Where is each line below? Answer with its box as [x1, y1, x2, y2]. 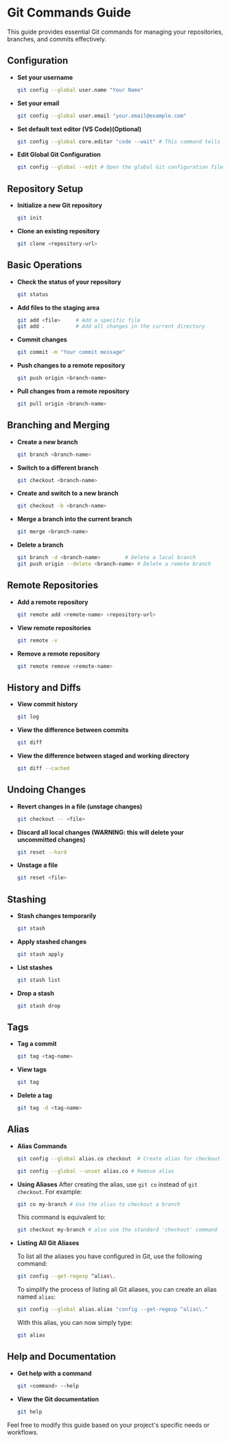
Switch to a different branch [16, 463, 99, 472]
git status [16, 291, 49, 297]
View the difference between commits [16, 726, 129, 734]
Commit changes [16, 335, 67, 344]
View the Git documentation [16, 1394, 100, 1403]
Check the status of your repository [16, 278, 122, 286]
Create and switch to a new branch [16, 489, 119, 497]
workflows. [7, 1428, 39, 1436]
